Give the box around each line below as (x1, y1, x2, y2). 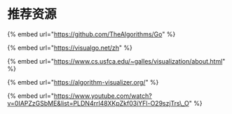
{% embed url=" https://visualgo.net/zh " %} (7, 43, 133, 52)
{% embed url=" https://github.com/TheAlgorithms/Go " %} (7, 29, 176, 38)
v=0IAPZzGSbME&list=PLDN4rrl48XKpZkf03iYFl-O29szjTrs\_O (7, 99, 189, 107)
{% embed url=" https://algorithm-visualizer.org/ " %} (7, 78, 159, 86)
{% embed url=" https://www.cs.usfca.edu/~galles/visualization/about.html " (7, 57, 226, 65)
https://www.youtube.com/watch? (53, 92, 152, 100)
